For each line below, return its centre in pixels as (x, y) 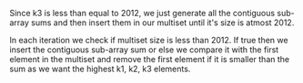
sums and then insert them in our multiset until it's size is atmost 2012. (163, 23)
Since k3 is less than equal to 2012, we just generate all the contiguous (142, 13)
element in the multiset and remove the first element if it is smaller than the (149, 59)
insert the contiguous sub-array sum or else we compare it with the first (144, 50)
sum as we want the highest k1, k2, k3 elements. (100, 69)
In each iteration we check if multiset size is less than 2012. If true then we (149, 40)
